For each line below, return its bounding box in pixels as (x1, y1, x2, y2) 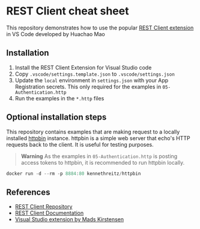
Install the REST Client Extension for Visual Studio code (14, 64, 152, 71)
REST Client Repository (14, 203, 73, 210)
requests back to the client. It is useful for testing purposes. (6, 141, 154, 148)
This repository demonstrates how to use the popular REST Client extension (6, 24, 194, 31)
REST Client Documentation (14, 209, 84, 217)
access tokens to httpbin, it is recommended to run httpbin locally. (20, 159, 185, 166)
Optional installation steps (6, 112, 107, 123)
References (6, 187, 50, 197)
